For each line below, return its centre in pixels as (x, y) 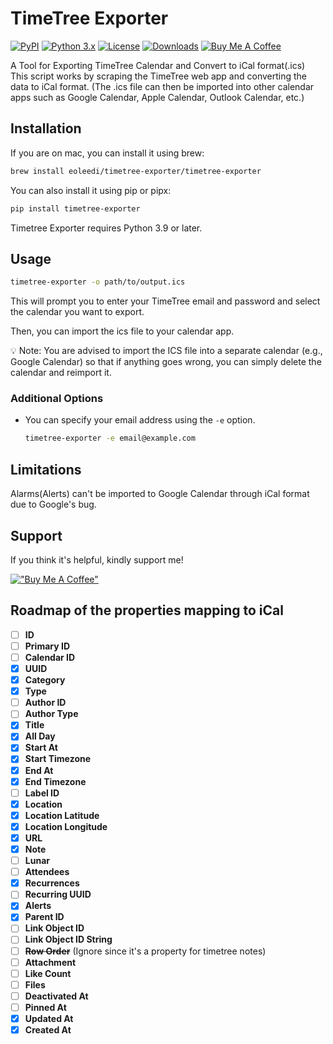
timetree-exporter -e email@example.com (110, 438)
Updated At (49, 1018)
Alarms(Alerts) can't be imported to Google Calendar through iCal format (160, 494)
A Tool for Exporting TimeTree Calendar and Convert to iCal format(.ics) (158, 65)
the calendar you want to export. (77, 312)
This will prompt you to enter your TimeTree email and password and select (165, 301)
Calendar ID (50, 657)
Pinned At (45, 1007)
